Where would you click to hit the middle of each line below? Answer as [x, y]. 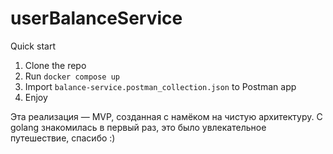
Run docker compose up [72, 76]
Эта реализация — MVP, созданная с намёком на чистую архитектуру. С [166, 116]
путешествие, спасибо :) [63, 138]
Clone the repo [55, 65]
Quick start [33, 46]
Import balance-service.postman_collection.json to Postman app [160, 86]
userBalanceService [96, 18]
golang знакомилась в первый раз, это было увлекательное [138, 127]
